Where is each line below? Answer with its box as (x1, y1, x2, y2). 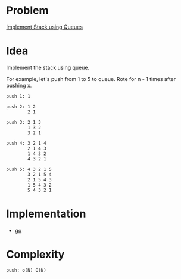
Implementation (6, 207, 86, 221)
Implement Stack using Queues (6, 23, 83, 30)
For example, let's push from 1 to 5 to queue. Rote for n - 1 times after (6, 75, 176, 82)
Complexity (6, 248, 65, 261)
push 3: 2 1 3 (6, 119, 42, 125)
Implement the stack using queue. (6, 64, 90, 71)
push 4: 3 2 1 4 (6, 140, 46, 146)
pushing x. (6, 82, 32, 89)
